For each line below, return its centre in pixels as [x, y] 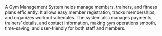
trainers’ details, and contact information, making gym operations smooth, [81, 23]
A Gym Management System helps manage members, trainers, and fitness [81, 7]
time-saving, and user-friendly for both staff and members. [65, 28]
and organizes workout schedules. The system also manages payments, [79, 18]
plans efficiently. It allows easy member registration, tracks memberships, [81, 12]
